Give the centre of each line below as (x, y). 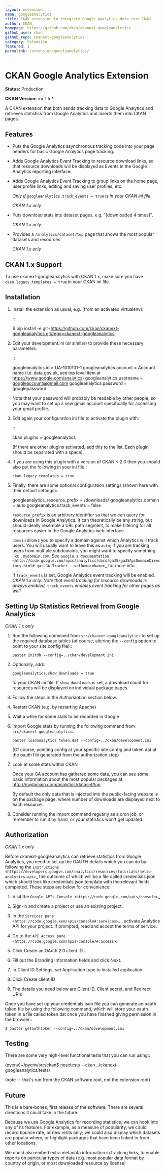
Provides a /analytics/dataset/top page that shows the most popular (83, 234)
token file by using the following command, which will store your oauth (77, 1009)
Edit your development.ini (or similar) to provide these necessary (78, 343)
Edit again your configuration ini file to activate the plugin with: (76, 418)
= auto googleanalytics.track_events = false (56, 505)
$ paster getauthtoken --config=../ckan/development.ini (65, 1028)
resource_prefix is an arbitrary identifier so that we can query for (79, 515)
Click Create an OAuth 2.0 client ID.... (50, 950)
